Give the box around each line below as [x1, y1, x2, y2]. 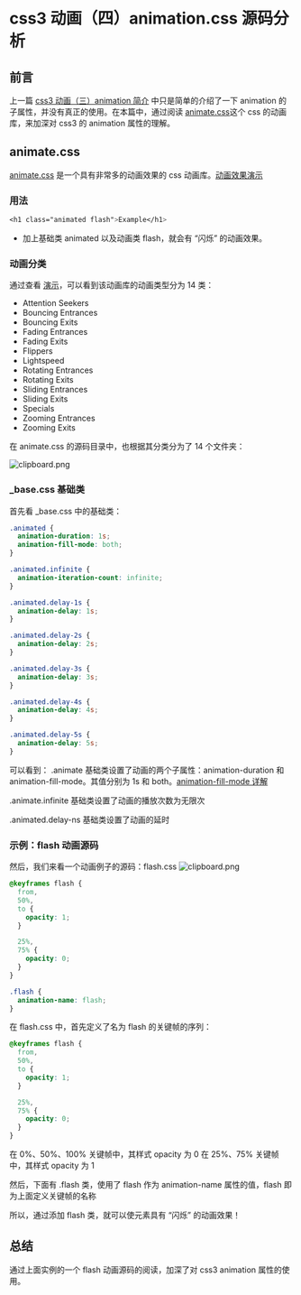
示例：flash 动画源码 [9, 838, 99, 851]
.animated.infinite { [9, 565, 91, 574]
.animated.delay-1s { [9, 597, 91, 607]
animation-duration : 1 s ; [17, 532, 111, 541]
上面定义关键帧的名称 [16, 1190, 96, 1201]
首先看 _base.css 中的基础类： [9, 505, 123, 516]
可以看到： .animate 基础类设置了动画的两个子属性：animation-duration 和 [9, 764, 285, 775]
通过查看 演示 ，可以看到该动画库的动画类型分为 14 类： [9, 280, 214, 291]
